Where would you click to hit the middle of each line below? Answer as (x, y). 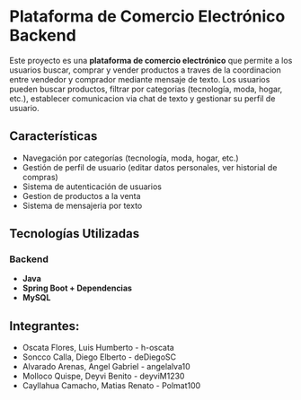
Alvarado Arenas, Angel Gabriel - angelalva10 (106, 367)
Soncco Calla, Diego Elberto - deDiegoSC (99, 357)
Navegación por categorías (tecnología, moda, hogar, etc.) (131, 158)
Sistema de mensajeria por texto (82, 205)
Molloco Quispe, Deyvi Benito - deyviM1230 (103, 376)
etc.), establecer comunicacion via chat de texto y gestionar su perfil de (142, 98)
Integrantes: (44, 326)
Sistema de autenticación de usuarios (92, 187)
